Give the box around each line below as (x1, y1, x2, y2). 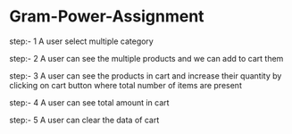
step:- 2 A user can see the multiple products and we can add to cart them (9, 53, 284, 63)
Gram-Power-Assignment (9, 6, 204, 27)
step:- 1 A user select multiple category (9, 36, 154, 46)
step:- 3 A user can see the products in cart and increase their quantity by (9, 70, 282, 81)
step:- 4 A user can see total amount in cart (9, 96, 170, 108)
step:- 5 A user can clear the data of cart (9, 114, 160, 125)
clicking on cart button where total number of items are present (9, 80, 243, 90)
